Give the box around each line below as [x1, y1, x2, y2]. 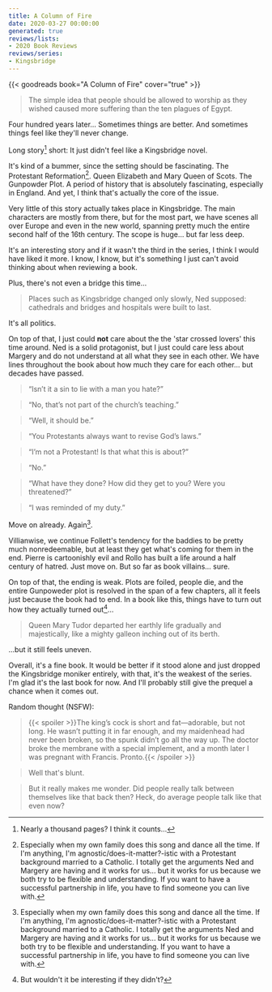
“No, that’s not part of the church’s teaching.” [28, 400, 180, 410]
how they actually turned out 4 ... [8, 603, 114, 614]
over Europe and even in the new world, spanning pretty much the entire [8, 221, 250, 231]
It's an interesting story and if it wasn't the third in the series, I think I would [8, 245, 259, 256]
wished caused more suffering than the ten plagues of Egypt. [28, 103, 233, 114]
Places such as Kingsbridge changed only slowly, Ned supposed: [28, 294, 247, 304]
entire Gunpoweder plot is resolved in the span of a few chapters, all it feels [8, 586, 261, 595]
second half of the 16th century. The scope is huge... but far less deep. [8, 230, 245, 239]
